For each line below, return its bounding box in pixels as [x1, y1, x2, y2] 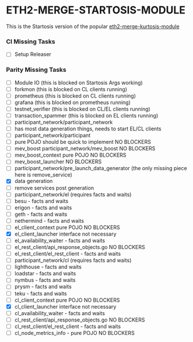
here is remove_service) [14, 171, 73, 178]
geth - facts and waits [14, 210, 68, 217]
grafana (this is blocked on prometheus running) [14, 99, 131, 106]
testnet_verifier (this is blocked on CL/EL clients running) [14, 105, 150, 112]
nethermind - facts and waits [14, 217, 85, 224]
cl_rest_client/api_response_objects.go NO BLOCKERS [14, 316, 145, 323]
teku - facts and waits [14, 290, 67, 297]
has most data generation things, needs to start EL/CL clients [14, 125, 162, 132]
